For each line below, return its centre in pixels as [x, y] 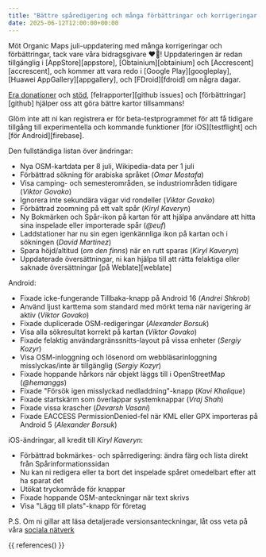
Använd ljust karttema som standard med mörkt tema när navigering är [135, 306]
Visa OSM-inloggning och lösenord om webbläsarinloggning [118, 357]
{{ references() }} [37, 545]
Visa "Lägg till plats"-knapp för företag [83, 505]
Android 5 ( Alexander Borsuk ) [68, 424]
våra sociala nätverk [41, 529]
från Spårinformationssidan [64, 463]
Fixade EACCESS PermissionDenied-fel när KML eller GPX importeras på [139, 416]
